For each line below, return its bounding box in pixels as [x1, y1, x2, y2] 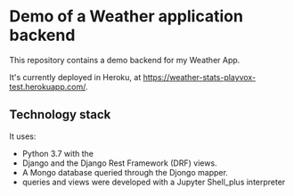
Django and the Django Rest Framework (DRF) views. [21, 158, 217, 168]
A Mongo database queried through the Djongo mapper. [21, 167, 229, 177]
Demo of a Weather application [9, 6, 243, 27]
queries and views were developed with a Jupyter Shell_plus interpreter [21, 176, 286, 187]
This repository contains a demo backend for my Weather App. [9, 54, 241, 65]
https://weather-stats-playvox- [143, 71, 257, 82]
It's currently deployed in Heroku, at [9, 71, 142, 82]
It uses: [9, 131, 37, 142]
